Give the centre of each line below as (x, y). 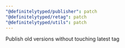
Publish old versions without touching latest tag (62, 39)
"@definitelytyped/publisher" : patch (51, 11)
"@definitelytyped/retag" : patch (46, 17)
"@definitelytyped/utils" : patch (46, 22)
